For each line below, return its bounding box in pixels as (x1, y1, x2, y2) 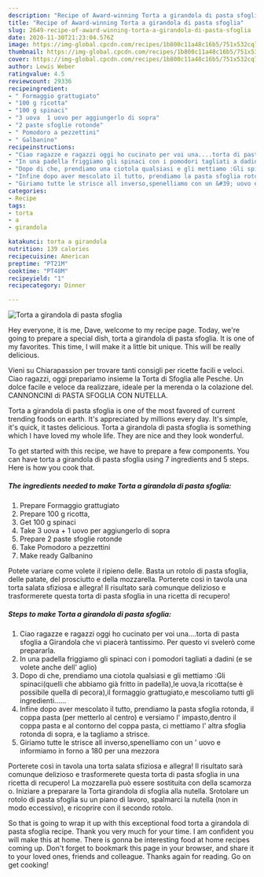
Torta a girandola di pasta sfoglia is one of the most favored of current (8, 406, 236, 415)
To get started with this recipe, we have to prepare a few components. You (8, 446, 250, 456)
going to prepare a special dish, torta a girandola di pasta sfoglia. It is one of (8, 333, 255, 343)
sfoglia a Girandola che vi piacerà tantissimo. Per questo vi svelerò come (19, 638, 255, 647)
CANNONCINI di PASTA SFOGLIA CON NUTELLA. (8, 391, 169, 400)
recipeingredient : (8, 84, 68, 93)
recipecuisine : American (8, 252, 90, 260)
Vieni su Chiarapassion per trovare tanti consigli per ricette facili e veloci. (8, 366, 245, 375)
